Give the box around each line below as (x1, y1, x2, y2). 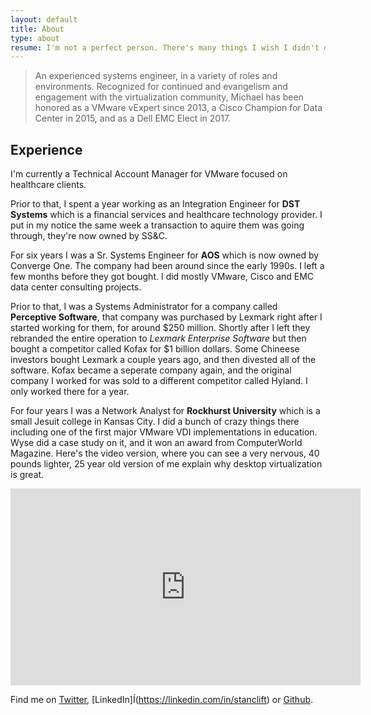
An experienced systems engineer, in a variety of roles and (34, 70, 278, 82)
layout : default (10, 14, 78, 25)
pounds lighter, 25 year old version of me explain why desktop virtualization (10, 458, 323, 470)
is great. (10, 469, 45, 481)
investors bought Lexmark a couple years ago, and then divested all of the (10, 354, 317, 366)
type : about (10, 33, 60, 43)
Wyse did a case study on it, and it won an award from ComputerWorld (10, 437, 303, 449)
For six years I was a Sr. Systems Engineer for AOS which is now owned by (10, 249, 320, 261)
